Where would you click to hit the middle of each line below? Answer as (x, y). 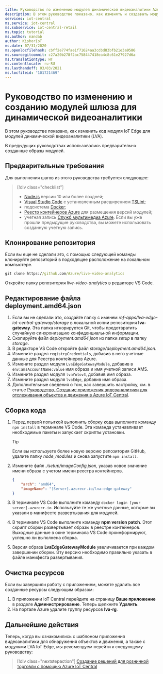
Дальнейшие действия (42, 625)
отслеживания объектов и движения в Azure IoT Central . (71, 395)
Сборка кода (25, 410)
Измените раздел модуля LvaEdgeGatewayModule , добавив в (73, 364)
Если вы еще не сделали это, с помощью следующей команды (70, 254)
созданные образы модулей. (35, 151)
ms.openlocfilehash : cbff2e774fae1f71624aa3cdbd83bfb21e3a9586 (70, 50)
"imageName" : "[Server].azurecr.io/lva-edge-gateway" (76, 489)
